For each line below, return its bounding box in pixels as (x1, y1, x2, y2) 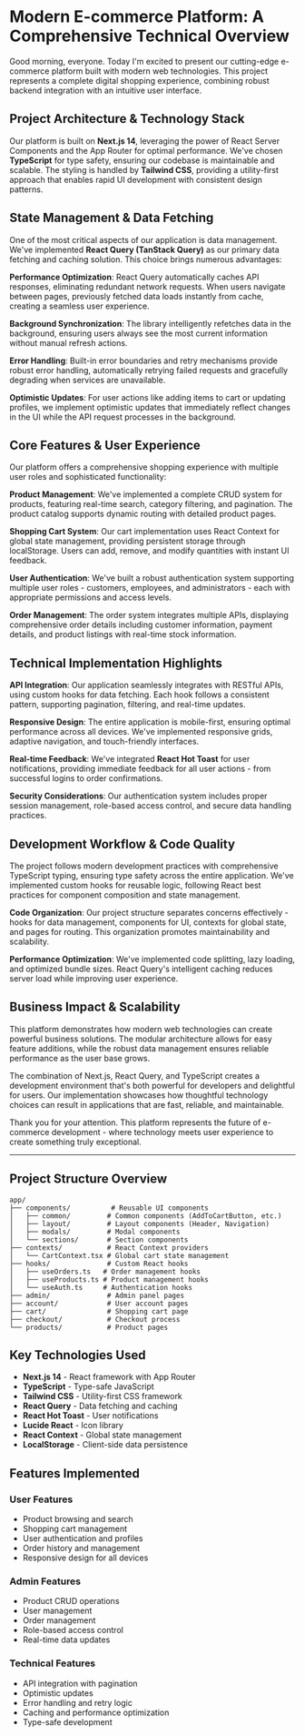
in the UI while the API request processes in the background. (9, 411, 236, 422)
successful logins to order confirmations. (9, 773, 163, 784)
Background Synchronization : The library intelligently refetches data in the (9, 318, 292, 329)
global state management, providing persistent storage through (9, 535, 246, 547)
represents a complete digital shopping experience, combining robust (9, 75, 270, 86)
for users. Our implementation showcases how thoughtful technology (9, 1090, 269, 1101)
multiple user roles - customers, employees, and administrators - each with (9, 583, 290, 594)
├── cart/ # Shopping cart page (9, 1306, 189, 1316)
